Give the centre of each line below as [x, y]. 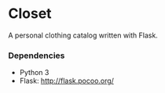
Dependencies [37, 55]
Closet [30, 14]
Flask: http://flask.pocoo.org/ [66, 81]
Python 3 [34, 73]
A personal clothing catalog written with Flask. [83, 35]
